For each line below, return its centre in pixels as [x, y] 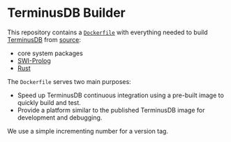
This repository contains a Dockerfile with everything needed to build [107, 32]
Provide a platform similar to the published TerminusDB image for [111, 110]
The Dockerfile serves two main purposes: [69, 81]
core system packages [50, 53]
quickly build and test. [49, 102]
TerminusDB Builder [66, 13]
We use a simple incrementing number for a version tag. [88, 131]
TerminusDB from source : [44, 39]
